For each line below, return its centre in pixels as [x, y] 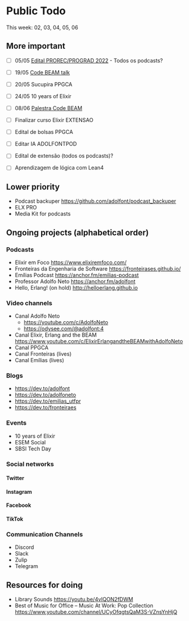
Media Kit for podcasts [43, 214]
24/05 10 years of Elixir [43, 96]
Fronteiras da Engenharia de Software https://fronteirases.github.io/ [98, 268]
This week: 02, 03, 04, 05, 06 [42, 27]
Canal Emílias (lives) [39, 360]
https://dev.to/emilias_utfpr [48, 401]
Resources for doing [45, 585]
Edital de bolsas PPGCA [44, 132]
